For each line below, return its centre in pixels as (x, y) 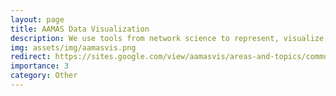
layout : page (37, 19)
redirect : (31, 57)
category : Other (44, 76)
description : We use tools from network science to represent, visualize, (169, 38)
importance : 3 (40, 66)
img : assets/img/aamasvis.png (73, 47)
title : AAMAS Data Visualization (80, 29)
